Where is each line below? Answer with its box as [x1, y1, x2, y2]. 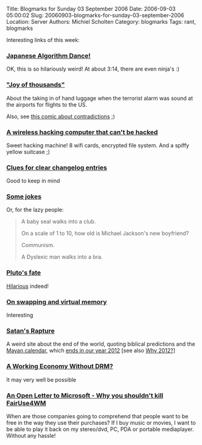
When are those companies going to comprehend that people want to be [6, 412, 189, 419]
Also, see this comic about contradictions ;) [6, 113, 116, 120]
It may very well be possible [6, 376, 77, 383]
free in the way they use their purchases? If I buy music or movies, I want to [6, 419, 196, 426]
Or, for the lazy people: [6, 206, 64, 214]
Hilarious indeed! [6, 282, 49, 290]
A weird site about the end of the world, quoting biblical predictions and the [6, 340, 196, 348]
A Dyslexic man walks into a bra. [21, 253, 103, 261]
